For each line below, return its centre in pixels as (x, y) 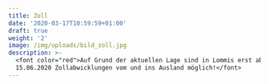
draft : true (28, 30)
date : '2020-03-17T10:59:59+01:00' (68, 23)
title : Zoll (28, 16)
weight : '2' (28, 38)
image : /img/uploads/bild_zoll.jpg (68, 46)
